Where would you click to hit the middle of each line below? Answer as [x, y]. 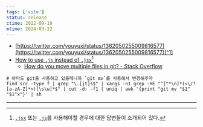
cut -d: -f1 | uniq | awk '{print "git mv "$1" [129, 89]
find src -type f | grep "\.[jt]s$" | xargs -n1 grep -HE [81, 83]
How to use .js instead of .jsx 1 [54, 59]
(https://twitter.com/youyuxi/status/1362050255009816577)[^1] [94, 53]
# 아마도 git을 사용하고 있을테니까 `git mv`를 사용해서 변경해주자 [79, 78]
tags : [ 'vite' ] [25, 12]
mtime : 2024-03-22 [29, 29]
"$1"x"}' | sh [24, 94]
